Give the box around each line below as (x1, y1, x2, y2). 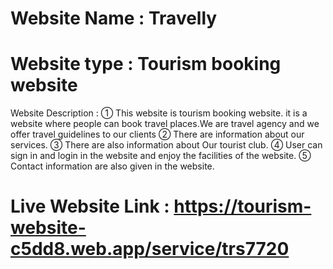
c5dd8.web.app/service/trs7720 (10, 238, 290, 261)
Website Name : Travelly (10, 7, 218, 30)
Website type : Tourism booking (10, 53, 282, 76)
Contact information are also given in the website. (10, 160, 215, 172)
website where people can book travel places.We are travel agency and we (10, 118, 320, 130)
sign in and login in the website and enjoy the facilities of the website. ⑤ (10, 150, 312, 162)
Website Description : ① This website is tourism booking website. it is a (10, 107, 308, 119)
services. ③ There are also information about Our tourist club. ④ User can (10, 139, 323, 151)
